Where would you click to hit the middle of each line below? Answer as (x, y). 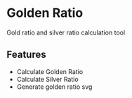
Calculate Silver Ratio (47, 79)
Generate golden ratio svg (54, 87)
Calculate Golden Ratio (50, 71)
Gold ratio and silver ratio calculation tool (66, 32)
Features (26, 55)
